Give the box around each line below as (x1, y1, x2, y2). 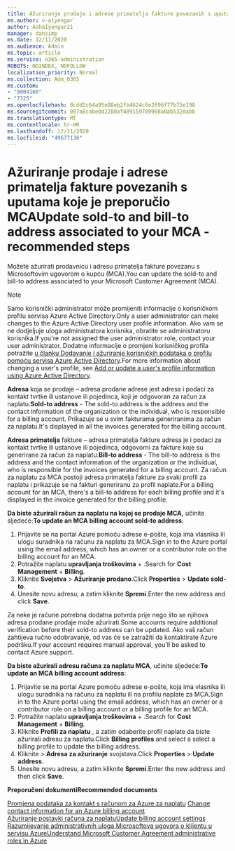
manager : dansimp (7, 29, 58, 37)
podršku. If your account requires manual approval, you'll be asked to (7, 641, 206, 649)
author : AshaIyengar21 (7, 23, 73, 30)
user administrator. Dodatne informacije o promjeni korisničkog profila (7, 342, 208, 350)
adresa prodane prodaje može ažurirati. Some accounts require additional (7, 618, 218, 626)
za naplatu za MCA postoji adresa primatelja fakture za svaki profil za (7, 473, 207, 481)
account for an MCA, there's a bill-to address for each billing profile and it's (7, 488, 225, 497)
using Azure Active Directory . (7, 371, 92, 380)
